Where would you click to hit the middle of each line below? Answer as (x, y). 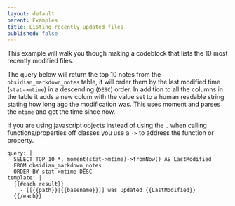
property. (21, 141)
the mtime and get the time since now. (61, 112)
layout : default (31, 14)
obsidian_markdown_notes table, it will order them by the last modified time (114, 82)
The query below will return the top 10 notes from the (84, 75)
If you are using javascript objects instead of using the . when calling (107, 125)
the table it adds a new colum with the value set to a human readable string (116, 97)
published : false (33, 33)
